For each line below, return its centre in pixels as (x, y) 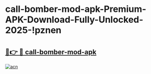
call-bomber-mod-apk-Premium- (76, 9)
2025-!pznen (33, 30)
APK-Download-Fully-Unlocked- (74, 20)
